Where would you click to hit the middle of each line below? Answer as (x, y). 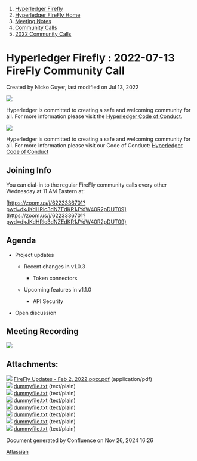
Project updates (34, 255)
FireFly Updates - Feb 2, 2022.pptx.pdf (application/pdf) (83, 379)
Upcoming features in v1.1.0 (57, 289)
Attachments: (32, 364)
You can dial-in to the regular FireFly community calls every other (87, 185)
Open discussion (36, 313)
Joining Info (29, 170)
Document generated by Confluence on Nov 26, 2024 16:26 (80, 440)
